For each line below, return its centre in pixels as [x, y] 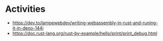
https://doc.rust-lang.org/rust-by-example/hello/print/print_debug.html [85, 33]
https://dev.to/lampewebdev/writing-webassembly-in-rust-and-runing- [85, 23]
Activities [25, 9]
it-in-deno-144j [28, 28]
